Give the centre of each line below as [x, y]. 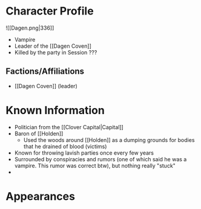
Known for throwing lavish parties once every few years [84, 153]
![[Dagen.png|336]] [30, 28]
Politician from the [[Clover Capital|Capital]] [69, 127]
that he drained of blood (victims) [65, 146]
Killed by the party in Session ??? [56, 52]
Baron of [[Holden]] [39, 133]
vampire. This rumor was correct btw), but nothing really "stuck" [95, 166]
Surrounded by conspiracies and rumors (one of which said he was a [100, 159]
